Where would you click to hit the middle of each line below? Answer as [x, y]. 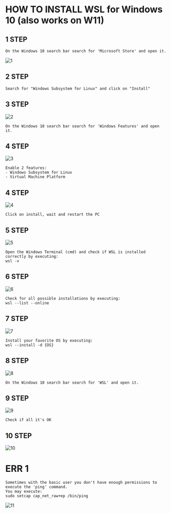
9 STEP [17, 398]
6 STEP [17, 277]
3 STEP [17, 104]
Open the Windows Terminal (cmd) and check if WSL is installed [75, 252]
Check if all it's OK [28, 420]
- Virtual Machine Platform [35, 177]
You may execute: [24, 491]
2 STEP [17, 77]
